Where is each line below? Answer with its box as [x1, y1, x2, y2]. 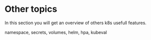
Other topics [4, 3, 58, 15]
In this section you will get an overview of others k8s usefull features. [4, 20, 147, 26]
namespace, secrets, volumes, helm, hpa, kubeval [4, 29, 107, 35]
